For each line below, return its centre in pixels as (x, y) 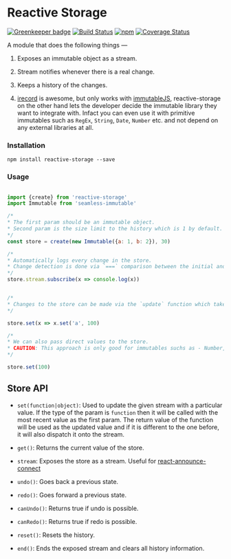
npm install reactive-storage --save (61, 160)
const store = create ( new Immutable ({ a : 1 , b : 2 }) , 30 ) (89, 241)
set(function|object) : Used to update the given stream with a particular (120, 405)
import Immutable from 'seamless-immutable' (72, 204)
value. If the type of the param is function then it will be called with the (118, 412)
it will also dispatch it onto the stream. (71, 434)
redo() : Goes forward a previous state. (72, 495)
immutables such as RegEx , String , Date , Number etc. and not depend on (118, 120)
